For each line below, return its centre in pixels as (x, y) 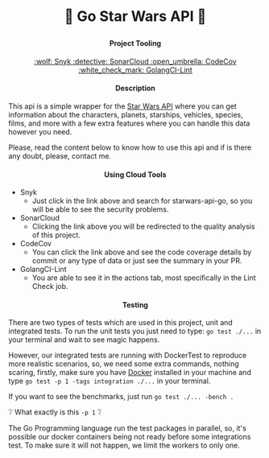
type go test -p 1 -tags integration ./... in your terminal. (110, 381)
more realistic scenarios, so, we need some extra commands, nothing (124, 364)
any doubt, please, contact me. (60, 156)
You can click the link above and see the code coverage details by (142, 252)
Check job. (50, 287)
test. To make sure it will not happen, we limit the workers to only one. (124, 445)
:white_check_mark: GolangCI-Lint (135, 70)
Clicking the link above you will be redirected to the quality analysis (143, 227)
